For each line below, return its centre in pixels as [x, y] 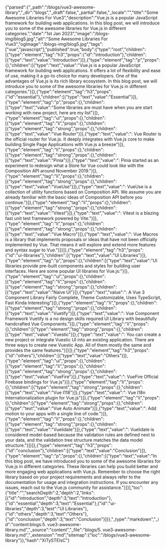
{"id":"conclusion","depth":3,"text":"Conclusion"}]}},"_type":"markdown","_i [82, 519]
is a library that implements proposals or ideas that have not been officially [81, 239]
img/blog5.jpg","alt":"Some [33, 39]
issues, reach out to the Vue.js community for [52, 487]
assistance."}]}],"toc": [121, 487]
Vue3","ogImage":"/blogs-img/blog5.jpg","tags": [54, 44]
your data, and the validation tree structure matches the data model [74, 440]
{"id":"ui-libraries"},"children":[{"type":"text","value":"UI [62, 255]
